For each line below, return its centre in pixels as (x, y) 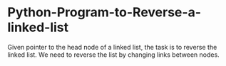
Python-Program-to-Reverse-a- (104, 12)
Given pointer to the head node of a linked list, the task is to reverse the (112, 47)
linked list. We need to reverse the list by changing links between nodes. (113, 55)
